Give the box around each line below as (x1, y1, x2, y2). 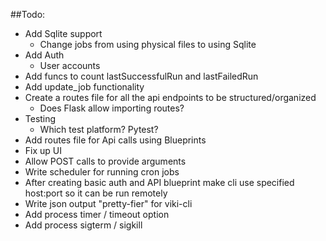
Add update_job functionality (24, 81, 145, 93)
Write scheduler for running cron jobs (24, 166, 180, 178)
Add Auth (24, 49, 65, 61)
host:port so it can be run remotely (24, 187, 168, 199)
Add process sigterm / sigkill (24, 219, 143, 231)
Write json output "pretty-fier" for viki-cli (24, 198, 193, 209)
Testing (24, 113, 57, 124)
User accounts (39, 60, 101, 71)
